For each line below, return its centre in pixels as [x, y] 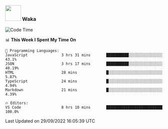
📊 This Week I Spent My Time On [41, 40]
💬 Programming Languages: [32, 51]
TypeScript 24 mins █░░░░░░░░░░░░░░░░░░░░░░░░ [84, 81]
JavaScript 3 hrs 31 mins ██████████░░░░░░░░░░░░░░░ [84, 55]
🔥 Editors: [17, 103]
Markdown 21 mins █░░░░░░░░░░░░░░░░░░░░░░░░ [84, 90]
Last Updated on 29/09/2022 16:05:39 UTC [50, 121]
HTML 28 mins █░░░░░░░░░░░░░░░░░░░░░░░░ [84, 73]
